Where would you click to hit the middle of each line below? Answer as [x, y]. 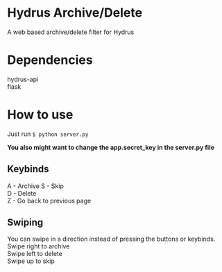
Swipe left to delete [35, 254]
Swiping [25, 222]
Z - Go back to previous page [49, 201]
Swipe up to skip [31, 261]
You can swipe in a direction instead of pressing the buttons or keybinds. [111, 239]
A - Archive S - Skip [35, 186]
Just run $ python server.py [48, 134]
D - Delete [22, 193]
